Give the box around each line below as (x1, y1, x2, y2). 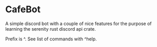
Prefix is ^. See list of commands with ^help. (5, 36, 97, 42)
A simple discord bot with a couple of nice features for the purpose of (5, 20, 152, 27)
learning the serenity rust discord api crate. (5, 26, 96, 32)
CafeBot (5, 4, 41, 15)
